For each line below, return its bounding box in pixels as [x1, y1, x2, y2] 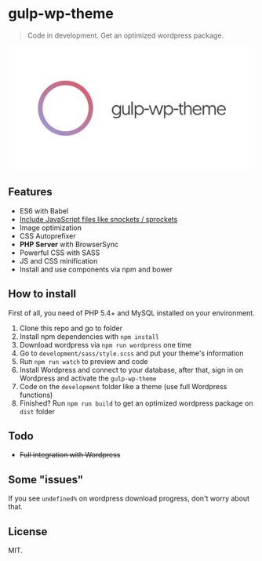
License [8, 525, 48, 538]
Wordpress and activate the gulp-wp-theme [19, 373, 157, 383]
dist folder [19, 406, 55, 416]
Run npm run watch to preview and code [19, 356, 148, 366]
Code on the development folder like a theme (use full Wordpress [19, 381, 227, 391]
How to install [8, 287, 77, 301]
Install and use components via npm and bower [19, 264, 173, 274]
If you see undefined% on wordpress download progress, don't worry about [8, 494, 249, 503]
